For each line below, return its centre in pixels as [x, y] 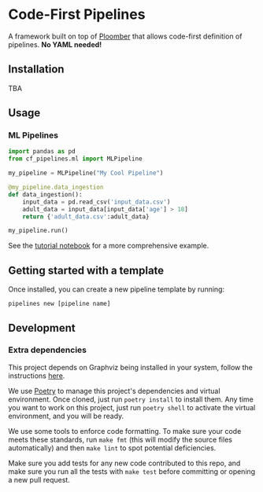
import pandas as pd [42, 152]
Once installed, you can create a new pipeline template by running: [117, 289]
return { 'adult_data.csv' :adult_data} [86, 217]
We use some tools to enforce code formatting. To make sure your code [125, 431]
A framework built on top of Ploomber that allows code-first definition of [125, 36]
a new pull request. [39, 479]
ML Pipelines [33, 135]
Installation [36, 70]
